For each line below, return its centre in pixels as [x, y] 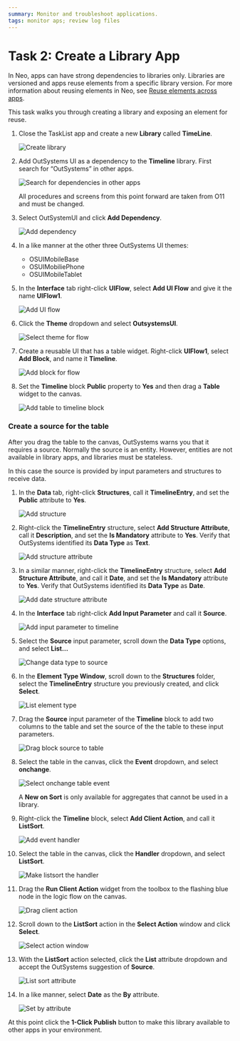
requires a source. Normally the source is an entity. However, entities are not [120, 450]
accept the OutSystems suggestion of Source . [87, 967]
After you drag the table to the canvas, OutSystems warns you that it [109, 442]
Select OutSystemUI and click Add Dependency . [90, 218]
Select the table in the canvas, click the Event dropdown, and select [118, 761]
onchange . [35, 769]
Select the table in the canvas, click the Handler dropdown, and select [121, 853]
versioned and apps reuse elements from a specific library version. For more [120, 83]
